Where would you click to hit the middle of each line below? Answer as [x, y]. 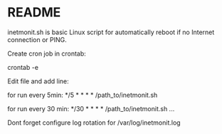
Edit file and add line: [38, 81]
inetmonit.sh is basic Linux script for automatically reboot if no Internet [111, 32]
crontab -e [23, 67]
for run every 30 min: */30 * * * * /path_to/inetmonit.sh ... [91, 108]
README [34, 12]
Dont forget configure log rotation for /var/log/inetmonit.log [94, 123]
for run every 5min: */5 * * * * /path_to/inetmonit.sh [83, 95]
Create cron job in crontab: [47, 53]
